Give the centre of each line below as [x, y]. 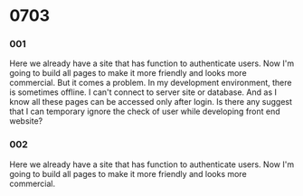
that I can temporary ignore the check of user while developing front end [145, 112]
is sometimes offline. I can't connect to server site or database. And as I [143, 92]
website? [26, 121]
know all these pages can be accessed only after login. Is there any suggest [151, 102]
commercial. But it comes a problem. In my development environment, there [151, 83]
